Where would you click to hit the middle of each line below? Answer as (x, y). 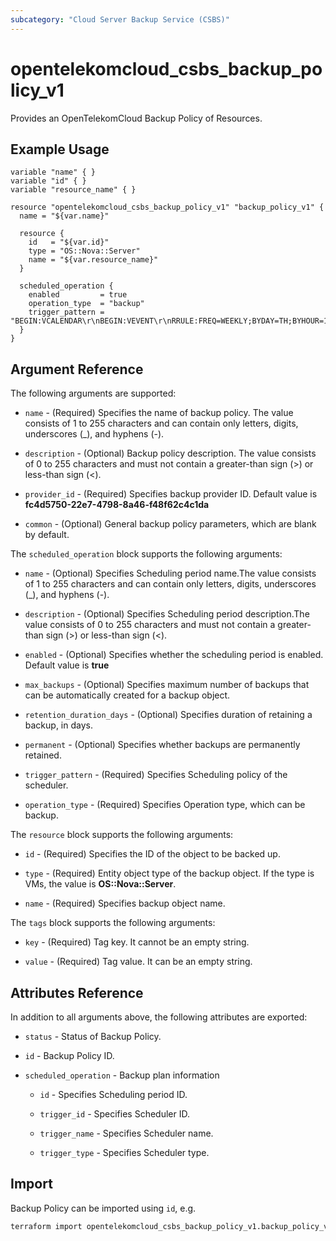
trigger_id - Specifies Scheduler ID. (114, 1114)
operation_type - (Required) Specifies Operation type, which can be (165, 805)
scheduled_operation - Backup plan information (122, 1075)
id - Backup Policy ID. (69, 1055)
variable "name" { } (53, 172)
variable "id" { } (48, 181)
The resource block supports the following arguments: (122, 835)
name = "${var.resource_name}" (93, 260)
